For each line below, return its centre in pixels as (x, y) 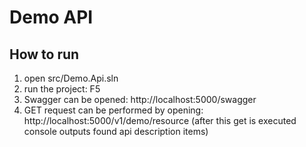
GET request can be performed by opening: (113, 110)
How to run (44, 54)
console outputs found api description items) (116, 131)
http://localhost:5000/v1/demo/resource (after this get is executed (160, 120)
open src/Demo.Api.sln (71, 78)
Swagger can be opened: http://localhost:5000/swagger (140, 99)
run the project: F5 (62, 89)
